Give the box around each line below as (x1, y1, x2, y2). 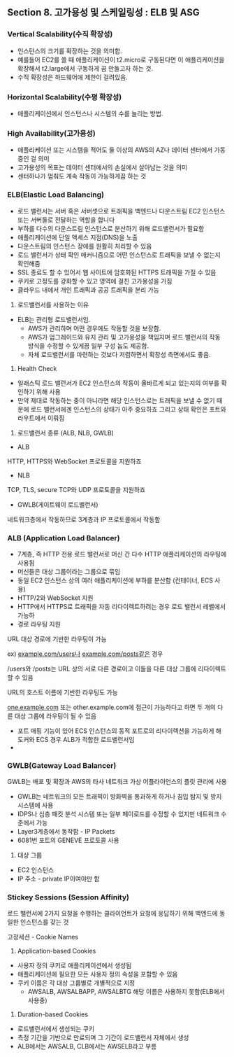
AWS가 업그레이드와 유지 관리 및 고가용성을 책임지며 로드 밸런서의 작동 (27, 332, 221, 341)
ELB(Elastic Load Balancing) (7, 190, 105, 199)
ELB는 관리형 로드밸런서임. (17, 315, 91, 323)
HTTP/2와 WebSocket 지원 (17, 594, 94, 602)
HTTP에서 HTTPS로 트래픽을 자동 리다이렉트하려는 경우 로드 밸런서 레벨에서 (17, 602, 226, 610)
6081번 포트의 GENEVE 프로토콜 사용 (17, 836, 120, 845)
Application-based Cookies (17, 947, 96, 955)
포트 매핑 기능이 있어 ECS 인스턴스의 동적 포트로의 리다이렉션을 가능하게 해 (17, 727, 222, 735)
